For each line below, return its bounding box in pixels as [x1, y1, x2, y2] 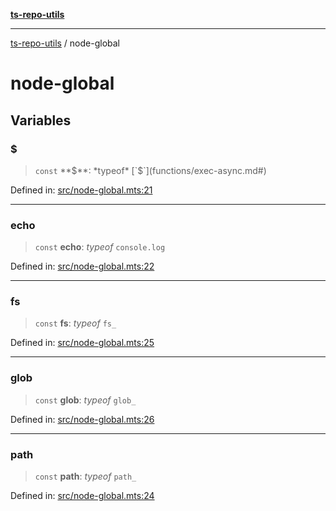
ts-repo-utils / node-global [10, 37, 121, 49]
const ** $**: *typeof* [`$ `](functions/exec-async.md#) [34, 164, 267, 176]
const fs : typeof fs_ [34, 317, 117, 329]
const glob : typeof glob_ [34, 394, 137, 406]
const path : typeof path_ [34, 470, 137, 483]
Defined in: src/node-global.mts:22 [10, 260, 155, 273]
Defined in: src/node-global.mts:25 [10, 337, 155, 349]
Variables [10, 112, 72, 129]
